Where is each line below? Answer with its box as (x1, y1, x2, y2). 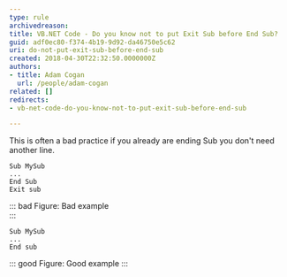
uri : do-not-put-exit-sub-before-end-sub (9, 46, 164, 55)
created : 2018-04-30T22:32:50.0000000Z (9, 54, 156, 63)
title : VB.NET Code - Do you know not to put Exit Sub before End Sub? (9, 29, 278, 38)
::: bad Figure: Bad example (9, 201, 110, 212)
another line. (9, 145, 56, 156)
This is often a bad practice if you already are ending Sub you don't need (9, 135, 276, 146)
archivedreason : (9, 21, 69, 30)
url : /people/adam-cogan (17, 79, 109, 88)
